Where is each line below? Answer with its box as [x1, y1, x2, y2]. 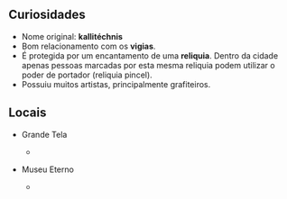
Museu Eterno [21, 164, 74, 175]
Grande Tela [21, 129, 68, 140]
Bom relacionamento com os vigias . [21, 41, 156, 51]
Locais [8, 105, 47, 121]
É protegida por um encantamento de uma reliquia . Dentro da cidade [21, 50, 279, 61]
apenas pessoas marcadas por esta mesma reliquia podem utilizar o [21, 59, 276, 70]
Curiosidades [8, 7, 87, 23]
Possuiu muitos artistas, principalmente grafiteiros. [21, 78, 211, 89]
